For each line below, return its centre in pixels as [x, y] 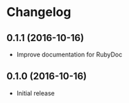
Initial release [35, 93]
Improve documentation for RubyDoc [69, 54]
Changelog [39, 12]
